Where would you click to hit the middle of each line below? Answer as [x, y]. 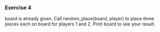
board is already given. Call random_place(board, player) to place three [79, 19]
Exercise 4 [18, 8]
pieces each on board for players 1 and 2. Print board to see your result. [80, 24]
